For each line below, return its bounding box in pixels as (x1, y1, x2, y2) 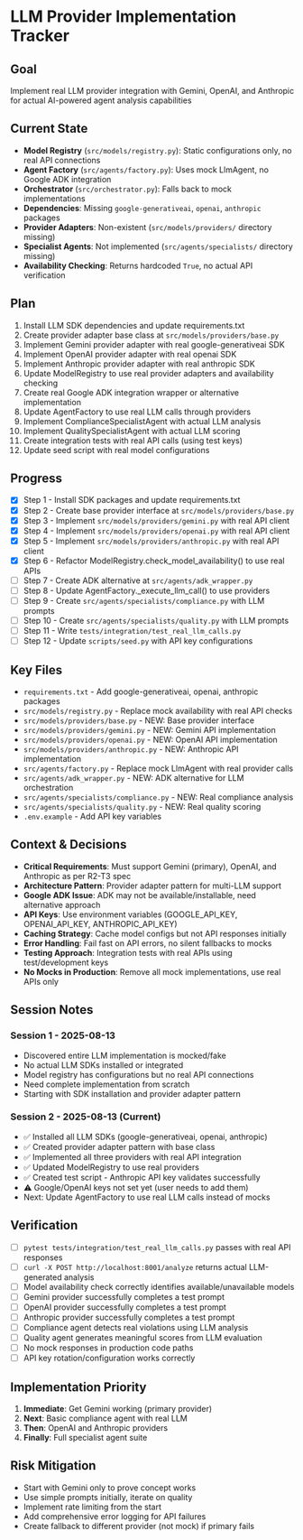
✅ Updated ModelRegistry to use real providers (23, 1162, 199, 1173)
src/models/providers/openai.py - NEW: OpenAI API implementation (23, 734, 278, 745)
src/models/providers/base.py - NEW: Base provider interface (23, 715, 255, 726)
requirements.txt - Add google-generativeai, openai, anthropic (23, 686, 259, 697)
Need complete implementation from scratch (23, 1079, 190, 1090)
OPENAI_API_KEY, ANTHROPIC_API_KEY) (23, 918, 179, 929)
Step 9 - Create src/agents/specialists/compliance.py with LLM (23, 595, 265, 606)
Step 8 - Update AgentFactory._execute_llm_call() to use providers (23, 585, 271, 596)
